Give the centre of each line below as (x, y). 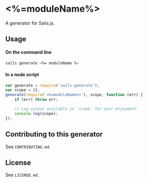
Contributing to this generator (54, 134)
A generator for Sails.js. (30, 23)
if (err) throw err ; (36, 100)
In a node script (22, 74)
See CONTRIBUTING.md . (28, 147)
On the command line (29, 52)
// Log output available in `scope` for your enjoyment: (77, 109)
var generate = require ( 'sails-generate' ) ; (52, 85)
